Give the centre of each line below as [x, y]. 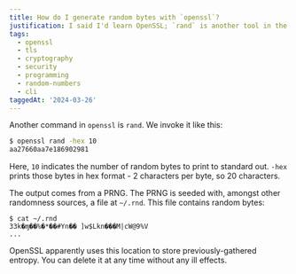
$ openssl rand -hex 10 [53, 141]
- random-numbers [49, 83]
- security [37, 67]
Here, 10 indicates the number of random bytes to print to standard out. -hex [148, 167]
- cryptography [45, 59]
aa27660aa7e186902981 [49, 150]
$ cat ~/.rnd [33, 219]
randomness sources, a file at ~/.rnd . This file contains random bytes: [137, 203]
